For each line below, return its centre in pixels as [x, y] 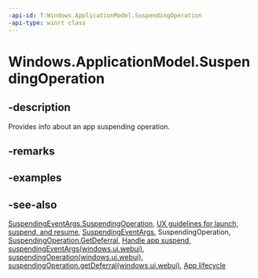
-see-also [33, 204]
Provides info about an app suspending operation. [89, 126]
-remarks [31, 151]
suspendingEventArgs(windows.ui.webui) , [76, 249]
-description [39, 107]
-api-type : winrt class [47, 23]
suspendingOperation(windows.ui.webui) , [76, 258]
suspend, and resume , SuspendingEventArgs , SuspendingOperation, [120, 232]
